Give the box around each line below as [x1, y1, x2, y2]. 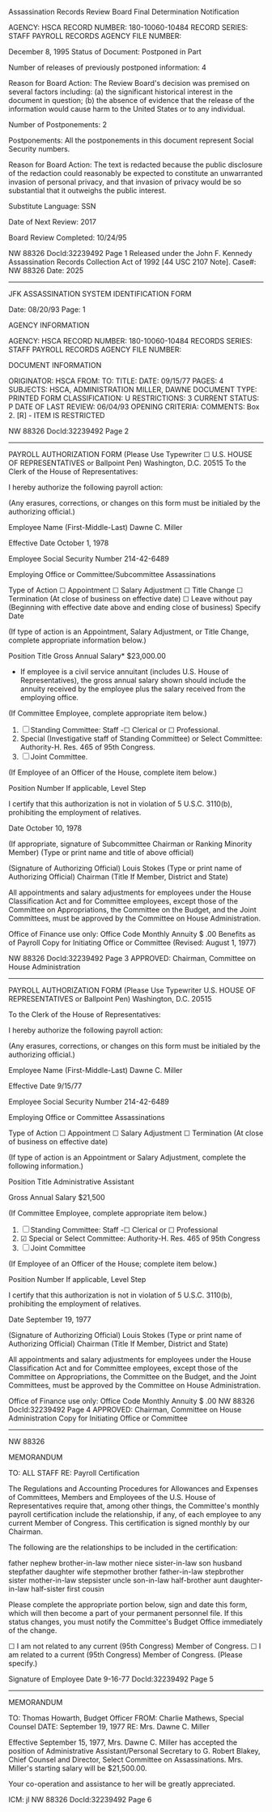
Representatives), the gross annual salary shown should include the [19, 676, 247, 685]
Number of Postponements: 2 [8, 120, 108, 129]
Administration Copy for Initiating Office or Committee [8, 1413, 188, 1423]
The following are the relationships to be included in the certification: [8, 1543, 238, 1552]
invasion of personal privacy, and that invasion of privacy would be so [8, 177, 241, 186]
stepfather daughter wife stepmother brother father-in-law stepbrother [8, 1567, 244, 1576]
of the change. [8, 1626, 57, 1635]
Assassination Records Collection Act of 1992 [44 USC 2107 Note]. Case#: [8, 257, 257, 267]
